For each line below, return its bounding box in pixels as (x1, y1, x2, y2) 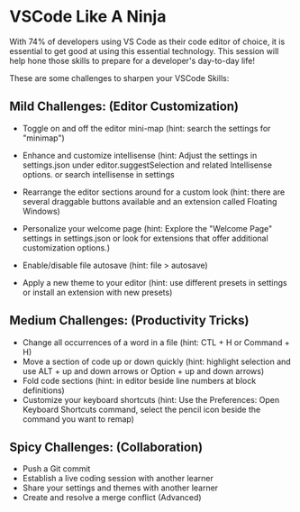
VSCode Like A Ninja (9, 6, 167, 27)
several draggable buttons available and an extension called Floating (22, 196, 277, 206)
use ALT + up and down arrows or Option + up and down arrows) (22, 365, 265, 376)
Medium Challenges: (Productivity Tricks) (9, 313, 250, 328)
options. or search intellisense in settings (22, 169, 175, 179)
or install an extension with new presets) (22, 287, 173, 297)
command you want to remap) (22, 413, 135, 425)
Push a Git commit (22, 463, 91, 474)
